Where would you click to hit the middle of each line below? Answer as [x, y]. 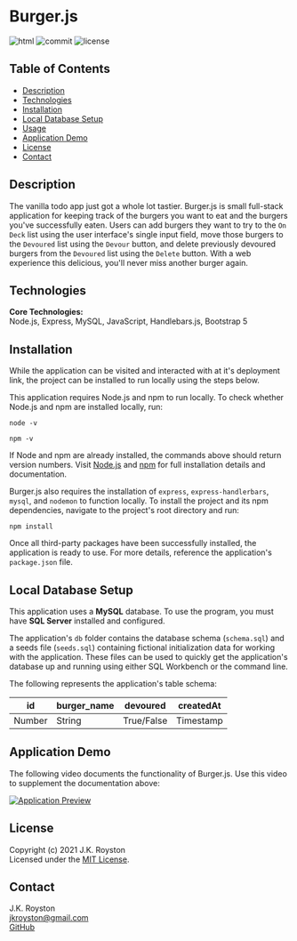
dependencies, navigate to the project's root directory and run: [124, 511]
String [69, 720]
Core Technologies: [46, 312]
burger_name [85, 706]
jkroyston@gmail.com [49, 918]
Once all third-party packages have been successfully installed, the [133, 543]
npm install [31, 527]
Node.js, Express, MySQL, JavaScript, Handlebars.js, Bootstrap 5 [128, 321]
